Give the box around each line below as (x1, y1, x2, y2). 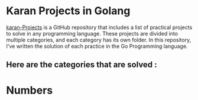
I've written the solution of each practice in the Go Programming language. (6, 43, 188, 50)
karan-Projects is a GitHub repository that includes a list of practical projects (6, 24, 193, 31)
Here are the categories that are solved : (6, 60, 158, 70)
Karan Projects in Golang (6, 4, 131, 18)
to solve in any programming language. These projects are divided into (6, 30, 178, 37)
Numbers (6, 83, 53, 97)
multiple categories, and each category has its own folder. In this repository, (6, 36, 191, 43)
